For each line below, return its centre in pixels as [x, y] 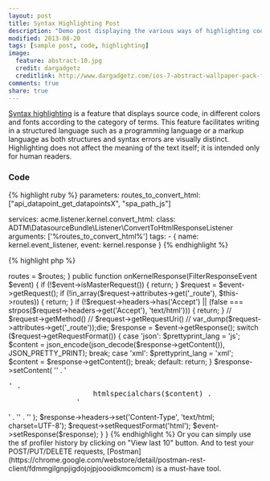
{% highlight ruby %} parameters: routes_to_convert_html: [104, 195]
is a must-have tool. [189, 468]
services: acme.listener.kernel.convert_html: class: [92, 219]
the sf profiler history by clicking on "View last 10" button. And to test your [131, 442]
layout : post [30, 16]
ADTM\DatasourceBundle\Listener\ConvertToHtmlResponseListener [121, 227]
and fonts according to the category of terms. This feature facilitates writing [134, 122]
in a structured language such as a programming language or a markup [126, 131]
